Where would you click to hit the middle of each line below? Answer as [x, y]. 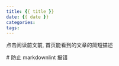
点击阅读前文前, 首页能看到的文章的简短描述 [59, 45]
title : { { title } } [30, 11]
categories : [21, 22]
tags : [13, 28]
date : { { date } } [28, 17]
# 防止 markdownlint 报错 [37, 58]
